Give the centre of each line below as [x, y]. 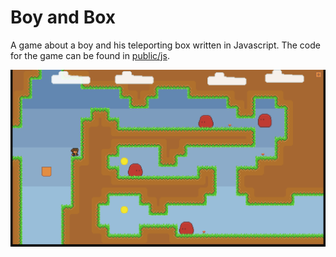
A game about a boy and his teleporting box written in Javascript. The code [165, 45]
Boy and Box [63, 17]
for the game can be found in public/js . [90, 55]
